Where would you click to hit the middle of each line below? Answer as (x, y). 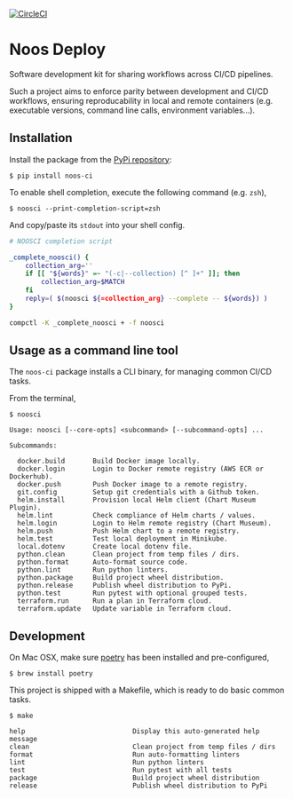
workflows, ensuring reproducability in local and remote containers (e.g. (141, 100)
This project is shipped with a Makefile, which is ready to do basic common (147, 690)
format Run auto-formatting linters (125, 755)
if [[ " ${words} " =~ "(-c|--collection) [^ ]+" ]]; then (133, 274)
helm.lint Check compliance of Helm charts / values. (136, 516)
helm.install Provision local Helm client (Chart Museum (136, 500)
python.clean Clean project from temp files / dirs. (129, 555)
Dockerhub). (31, 477)
